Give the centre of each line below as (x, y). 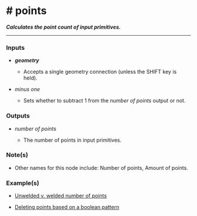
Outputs (18, 116)
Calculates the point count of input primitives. (64, 27)
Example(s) (23, 183)
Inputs (16, 47)
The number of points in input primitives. (72, 140)
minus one (27, 90)
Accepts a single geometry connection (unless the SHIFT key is (100, 72)
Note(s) (17, 155)
